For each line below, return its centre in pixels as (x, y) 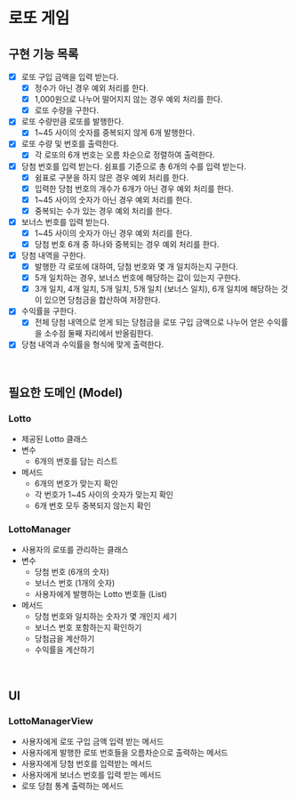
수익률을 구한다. (48, 311)
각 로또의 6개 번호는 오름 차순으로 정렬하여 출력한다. (124, 155)
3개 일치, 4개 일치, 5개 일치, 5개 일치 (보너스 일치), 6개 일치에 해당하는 (157, 289)
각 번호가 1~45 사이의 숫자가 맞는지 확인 (104, 495)
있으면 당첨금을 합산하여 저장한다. (102, 300)
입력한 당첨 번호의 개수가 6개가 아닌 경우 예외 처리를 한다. (134, 189)
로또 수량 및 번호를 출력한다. (70, 144)
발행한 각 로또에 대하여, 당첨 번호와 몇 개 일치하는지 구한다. (136, 267)
